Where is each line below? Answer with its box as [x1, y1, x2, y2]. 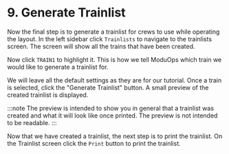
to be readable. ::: [7, 118, 57, 126]
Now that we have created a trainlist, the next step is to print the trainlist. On [7, 132, 223, 140]
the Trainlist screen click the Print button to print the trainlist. [7, 139, 181, 147]
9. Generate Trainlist [7, 5, 126, 21]
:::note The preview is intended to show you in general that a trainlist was [7, 104, 215, 112]
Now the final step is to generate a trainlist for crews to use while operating [7, 27, 220, 36]
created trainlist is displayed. [7, 91, 89, 99]
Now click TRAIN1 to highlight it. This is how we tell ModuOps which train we [7, 55, 222, 63]
